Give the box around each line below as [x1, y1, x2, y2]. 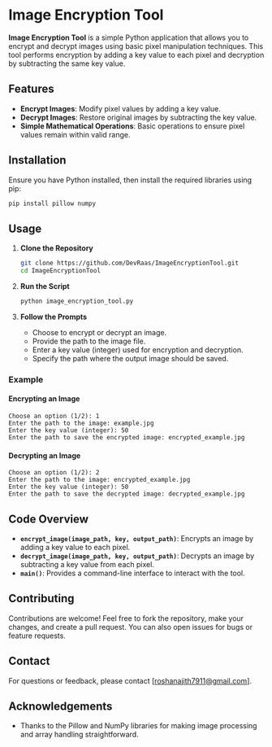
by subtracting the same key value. [8, 59, 126, 68]
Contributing [8, 592, 75, 605]
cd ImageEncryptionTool [19, 267, 101, 275]
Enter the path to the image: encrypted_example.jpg [8, 476, 191, 484]
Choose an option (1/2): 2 [8, 469, 100, 477]
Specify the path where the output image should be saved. [32, 353, 229, 363]
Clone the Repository [19, 243, 93, 253]
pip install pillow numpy [8, 199, 96, 207]
